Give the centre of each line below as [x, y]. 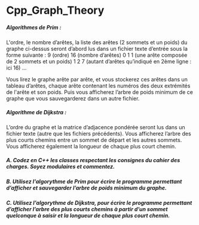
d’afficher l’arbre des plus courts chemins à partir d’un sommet [87, 209]
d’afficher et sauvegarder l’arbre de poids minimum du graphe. [87, 188]
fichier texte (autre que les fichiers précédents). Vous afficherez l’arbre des [99, 134]
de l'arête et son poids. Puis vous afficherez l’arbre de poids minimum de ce [99, 92]
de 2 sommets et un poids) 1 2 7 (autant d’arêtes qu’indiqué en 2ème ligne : [99, 62]
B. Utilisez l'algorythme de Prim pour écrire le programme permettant [94, 182]
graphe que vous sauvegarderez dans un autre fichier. [73, 99]
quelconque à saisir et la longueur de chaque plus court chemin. [88, 215]
